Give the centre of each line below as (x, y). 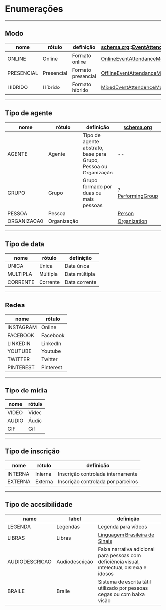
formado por (97, 186)
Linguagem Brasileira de (126, 535)
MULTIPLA (20, 274)
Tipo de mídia (26, 390)
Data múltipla (80, 274)
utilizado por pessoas (123, 588)
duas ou (92, 193)
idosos (106, 573)
